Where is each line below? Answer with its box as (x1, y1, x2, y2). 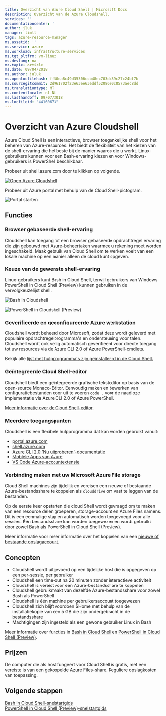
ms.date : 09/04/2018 (5, 67, 48, 72)
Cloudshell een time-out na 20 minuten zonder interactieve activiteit (12, 577, 151, 583)
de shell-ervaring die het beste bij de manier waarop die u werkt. (5, 148, 137, 154)
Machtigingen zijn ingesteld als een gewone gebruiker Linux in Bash (12, 619, 152, 625)
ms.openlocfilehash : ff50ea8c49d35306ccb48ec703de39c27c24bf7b (5, 76, 139, 81)
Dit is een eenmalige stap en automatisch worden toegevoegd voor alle (5, 514, 150, 520)
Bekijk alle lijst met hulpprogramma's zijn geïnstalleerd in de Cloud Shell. (5, 356, 153, 362)
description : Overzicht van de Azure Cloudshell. (5, 12, 110, 17)
